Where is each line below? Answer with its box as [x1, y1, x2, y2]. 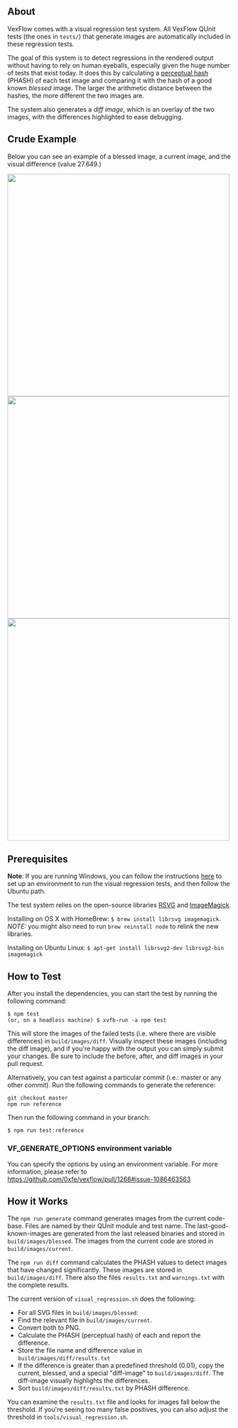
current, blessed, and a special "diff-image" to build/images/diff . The [17, 1369, 224, 1378]
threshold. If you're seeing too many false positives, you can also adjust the [7, 1405, 229, 1414]
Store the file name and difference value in [17, 1346, 143, 1355]
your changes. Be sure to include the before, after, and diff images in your [7, 1052, 224, 1060]
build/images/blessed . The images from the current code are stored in [7, 1237, 214, 1245]
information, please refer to [7, 1167, 87, 1176]
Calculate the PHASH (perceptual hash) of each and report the [17, 1331, 201, 1340]
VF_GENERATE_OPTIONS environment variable [7, 1144, 173, 1153]
